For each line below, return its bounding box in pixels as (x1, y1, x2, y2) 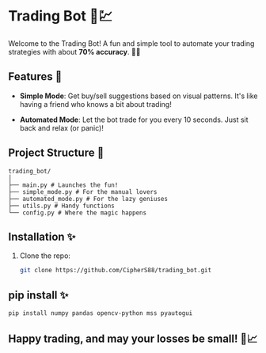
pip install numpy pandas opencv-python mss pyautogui (8, 309, 193, 317)
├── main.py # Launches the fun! (8, 180, 119, 189)
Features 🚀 (8, 70, 63, 84)
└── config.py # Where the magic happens (8, 208, 147, 217)
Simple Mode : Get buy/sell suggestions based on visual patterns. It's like (19, 91, 258, 101)
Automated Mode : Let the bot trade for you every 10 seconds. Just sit (19, 115, 249, 124)
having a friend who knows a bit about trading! (19, 99, 172, 108)
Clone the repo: (19, 251, 71, 260)
